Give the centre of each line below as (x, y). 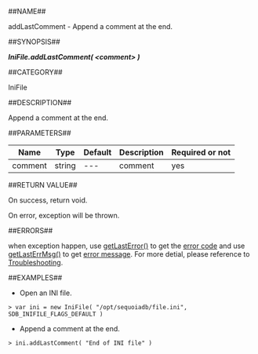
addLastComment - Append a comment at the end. (91, 26)
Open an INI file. (45, 293)
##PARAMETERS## (40, 133)
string (65, 166)
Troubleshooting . (36, 263)
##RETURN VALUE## (43, 185)
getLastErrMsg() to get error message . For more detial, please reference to (129, 254)
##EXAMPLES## (35, 277)
